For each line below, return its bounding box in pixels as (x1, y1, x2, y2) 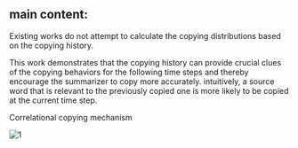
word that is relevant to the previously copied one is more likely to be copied (9, 85, 289, 96)
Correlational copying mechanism (9, 112, 133, 122)
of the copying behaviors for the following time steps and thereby (9, 66, 249, 77)
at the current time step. (9, 95, 98, 105)
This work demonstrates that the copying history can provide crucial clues (9, 57, 282, 67)
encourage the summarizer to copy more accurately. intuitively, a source (9, 75, 275, 87)
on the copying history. (9, 40, 93, 51)
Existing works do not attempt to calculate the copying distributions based (9, 30, 282, 41)
